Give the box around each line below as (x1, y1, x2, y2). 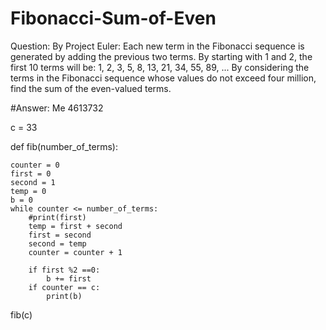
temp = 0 (10, 186, 47, 196)
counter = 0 (10, 160, 60, 170)
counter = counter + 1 (28, 247, 123, 257)
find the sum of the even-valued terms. (10, 82, 172, 94)
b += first (46, 273, 92, 284)
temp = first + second (28, 221, 123, 231)
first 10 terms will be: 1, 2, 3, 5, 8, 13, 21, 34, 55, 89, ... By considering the (10, 61, 310, 73)
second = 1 (10, 177, 56, 187)
